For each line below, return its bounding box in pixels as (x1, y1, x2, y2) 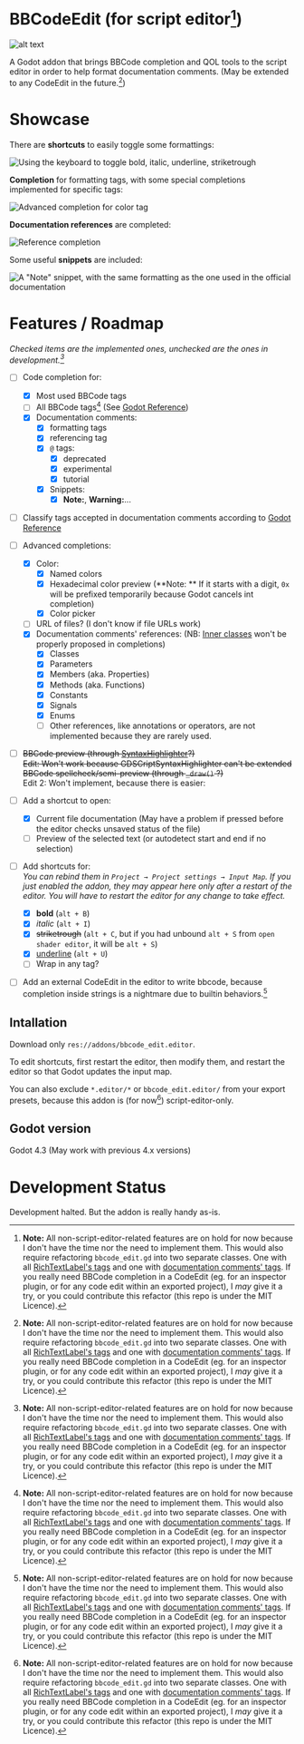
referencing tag (49, 433, 108, 443)
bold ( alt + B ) (35, 908, 90, 919)
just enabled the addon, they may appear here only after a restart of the (22, 881, 292, 891)
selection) (35, 843, 74, 854)
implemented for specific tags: (9, 183, 124, 195)
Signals (49, 699, 78, 710)
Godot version (9, 1121, 92, 1136)
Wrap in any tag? (35, 959, 100, 969)
